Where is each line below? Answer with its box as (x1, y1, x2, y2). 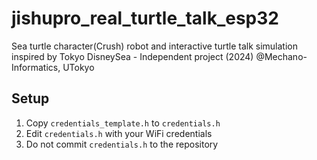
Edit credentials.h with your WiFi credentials (25, 127, 213, 139)
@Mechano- (255, 50, 308, 62)
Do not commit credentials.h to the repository (25, 138, 219, 150)
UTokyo (62, 61, 95, 73)
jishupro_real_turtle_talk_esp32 (11, 7, 279, 30)
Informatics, (11, 61, 61, 73)
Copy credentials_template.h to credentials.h (25, 117, 221, 129)
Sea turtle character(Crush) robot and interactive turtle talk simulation (11, 40, 299, 52)
